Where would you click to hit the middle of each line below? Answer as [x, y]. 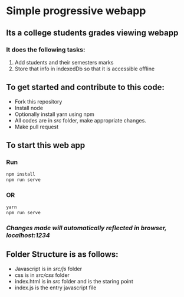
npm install [21, 175]
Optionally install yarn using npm [54, 114]
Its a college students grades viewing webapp [92, 33]
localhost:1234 [28, 235]
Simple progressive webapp [76, 11]
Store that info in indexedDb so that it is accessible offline [85, 69]
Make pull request [37, 127]
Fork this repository [38, 101]
